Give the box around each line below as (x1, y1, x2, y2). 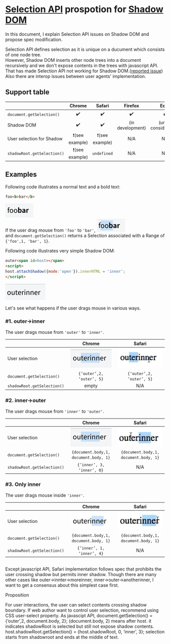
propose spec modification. (5, 36, 63, 43)
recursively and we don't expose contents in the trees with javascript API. (5, 62, 158, 68)
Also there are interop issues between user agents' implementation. (5, 73, 146, 79)
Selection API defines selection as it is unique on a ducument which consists (5, 46, 165, 52)
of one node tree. (5, 52, 41, 58)
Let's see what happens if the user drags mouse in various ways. (5, 305, 141, 311)
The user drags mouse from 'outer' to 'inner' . (5, 329, 105, 335)
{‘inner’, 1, (77, 546, 105, 551)
